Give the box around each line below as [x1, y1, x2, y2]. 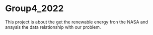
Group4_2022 [5, 3, 64, 14]
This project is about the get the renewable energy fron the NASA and [5, 19, 148, 25]
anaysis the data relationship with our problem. [5, 24, 101, 30]
